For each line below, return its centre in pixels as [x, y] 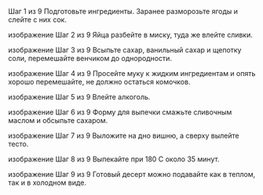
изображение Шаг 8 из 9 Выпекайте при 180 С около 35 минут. [114, 159]
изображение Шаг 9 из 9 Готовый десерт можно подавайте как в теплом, [132, 174]
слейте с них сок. [37, 20]
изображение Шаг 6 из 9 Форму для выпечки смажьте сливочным [120, 112]
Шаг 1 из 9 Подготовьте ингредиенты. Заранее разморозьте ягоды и [123, 11]
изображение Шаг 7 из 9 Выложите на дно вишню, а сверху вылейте [124, 135]
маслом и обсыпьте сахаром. [58, 120]
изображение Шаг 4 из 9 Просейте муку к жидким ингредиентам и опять [132, 73]
